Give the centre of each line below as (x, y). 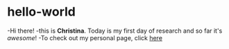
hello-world (42, 12)
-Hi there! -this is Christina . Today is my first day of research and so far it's (115, 31)
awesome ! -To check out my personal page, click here (85, 37)
